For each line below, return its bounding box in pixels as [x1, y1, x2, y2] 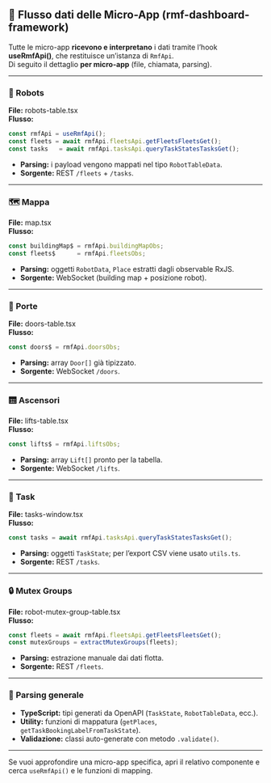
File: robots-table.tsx [8, 106, 78, 116]
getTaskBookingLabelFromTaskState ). [19, 725, 141, 734]
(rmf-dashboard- [161, 8, 250, 22]
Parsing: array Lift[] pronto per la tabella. [19, 455, 163, 465]
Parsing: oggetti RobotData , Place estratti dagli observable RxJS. [19, 264, 235, 273]
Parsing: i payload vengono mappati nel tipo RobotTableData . [19, 159, 223, 169]
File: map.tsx [8, 218, 52, 227]
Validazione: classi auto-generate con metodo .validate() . [19, 734, 219, 743]
